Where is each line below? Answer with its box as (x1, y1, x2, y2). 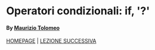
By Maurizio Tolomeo (6, 24, 60, 31)
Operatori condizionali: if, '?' (6, 4, 150, 18)
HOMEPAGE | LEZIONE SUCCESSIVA (6, 37, 97, 45)
